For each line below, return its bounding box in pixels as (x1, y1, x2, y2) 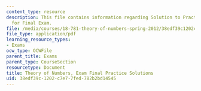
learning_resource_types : (6, 37, 71, 43)
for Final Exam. (11, 20, 52, 26)
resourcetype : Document (6, 64, 66, 71)
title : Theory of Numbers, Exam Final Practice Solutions (6, 70, 154, 76)
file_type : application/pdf (6, 31, 77, 37)
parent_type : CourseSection (6, 59, 77, 65)
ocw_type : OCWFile (6, 48, 52, 54)
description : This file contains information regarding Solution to (6, 14, 181, 20)
